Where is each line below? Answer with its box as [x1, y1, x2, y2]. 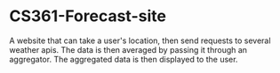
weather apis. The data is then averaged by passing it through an [9, 44, 247, 55]
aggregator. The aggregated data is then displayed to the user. [9, 54, 238, 64]
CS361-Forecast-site [9, 6, 167, 26]
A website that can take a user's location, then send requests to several [9, 35, 271, 46]
